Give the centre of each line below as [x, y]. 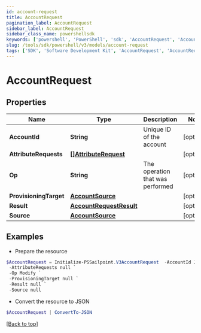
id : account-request [32, 12]
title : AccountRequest [34, 17]
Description [160, 119]
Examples [25, 237]
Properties [26, 102]
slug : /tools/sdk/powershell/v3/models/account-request [77, 46]
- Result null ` [28, 284]
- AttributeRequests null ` [42, 268]
